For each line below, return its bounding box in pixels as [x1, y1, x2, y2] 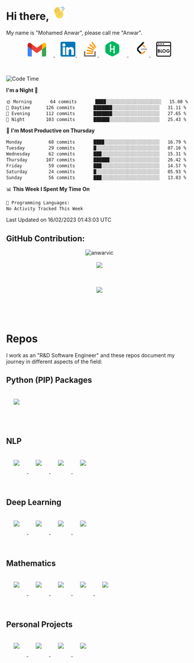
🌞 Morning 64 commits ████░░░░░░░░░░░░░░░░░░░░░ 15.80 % [6, 99, 188, 105]
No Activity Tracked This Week [6, 206, 83, 212]
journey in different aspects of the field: [6, 358, 102, 366]
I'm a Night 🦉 [6, 87, 38, 94]
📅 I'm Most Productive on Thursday [6, 127, 95, 134]
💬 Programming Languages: [6, 200, 70, 206]
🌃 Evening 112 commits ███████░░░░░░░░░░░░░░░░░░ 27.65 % [6, 111, 186, 117]
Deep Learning [6, 497, 62, 508]
